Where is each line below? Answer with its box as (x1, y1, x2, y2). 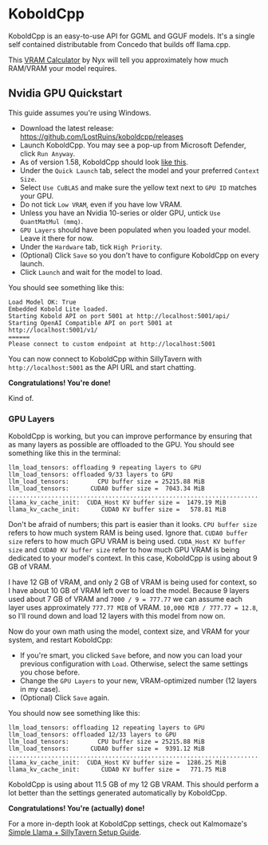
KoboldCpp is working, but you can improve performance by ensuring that (8, 431, 253, 441)
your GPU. (19, 191, 54, 200)
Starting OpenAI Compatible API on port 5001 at (8, 319, 173, 327)
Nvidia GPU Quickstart (8, 87, 123, 100)
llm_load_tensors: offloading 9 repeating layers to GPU (8, 464, 202, 472)
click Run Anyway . (19, 148, 76, 158)
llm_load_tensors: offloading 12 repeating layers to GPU (8, 724, 205, 732)
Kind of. (8, 393, 34, 403)
